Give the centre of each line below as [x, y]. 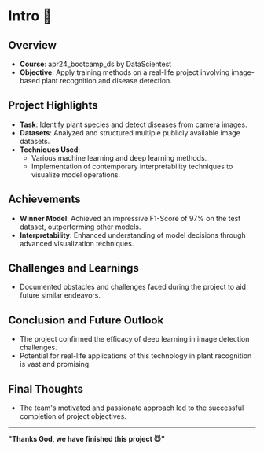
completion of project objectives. [73, 416]
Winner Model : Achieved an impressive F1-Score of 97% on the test [130, 218]
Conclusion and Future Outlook [86, 320]
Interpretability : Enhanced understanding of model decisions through [132, 235]
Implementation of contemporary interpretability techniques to [132, 166]
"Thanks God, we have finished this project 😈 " [86, 439]
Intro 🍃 [30, 16]
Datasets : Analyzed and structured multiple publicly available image [130, 132]
